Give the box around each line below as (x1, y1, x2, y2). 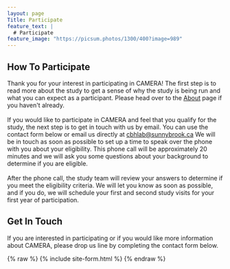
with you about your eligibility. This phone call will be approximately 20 (7, 145, 207, 153)
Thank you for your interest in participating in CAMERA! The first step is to (7, 79, 216, 87)
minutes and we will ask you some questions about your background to (7, 152, 209, 160)
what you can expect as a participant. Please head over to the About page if (7, 93, 222, 102)
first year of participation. (7, 196, 79, 204)
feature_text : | (7, 23, 54, 30)
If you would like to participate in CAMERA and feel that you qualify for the (7, 115, 217, 124)
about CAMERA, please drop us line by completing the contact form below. (7, 241, 218, 249)
